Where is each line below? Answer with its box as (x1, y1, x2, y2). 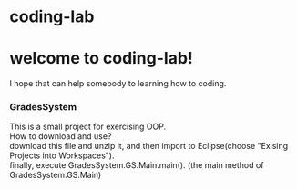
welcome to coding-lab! (9, 48, 194, 69)
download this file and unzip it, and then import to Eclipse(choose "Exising (9, 141, 289, 152)
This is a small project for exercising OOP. (9, 121, 167, 133)
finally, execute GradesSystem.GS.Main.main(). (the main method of (9, 160, 264, 171)
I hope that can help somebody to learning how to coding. (9, 78, 227, 89)
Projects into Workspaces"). (9, 150, 115, 161)
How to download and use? (9, 131, 112, 142)
